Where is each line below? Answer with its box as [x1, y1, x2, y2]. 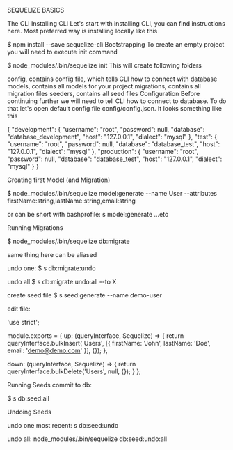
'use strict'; [7, 318, 40, 326]
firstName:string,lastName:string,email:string [7, 196, 136, 205]
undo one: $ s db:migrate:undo [7, 264, 96, 272]
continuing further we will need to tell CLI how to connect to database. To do [7, 97, 227, 105]
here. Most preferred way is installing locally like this [7, 27, 158, 35]
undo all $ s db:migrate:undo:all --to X [7, 278, 117, 286]
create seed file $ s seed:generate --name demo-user [7, 291, 162, 299]
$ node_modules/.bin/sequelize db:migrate [7, 237, 130, 245]
